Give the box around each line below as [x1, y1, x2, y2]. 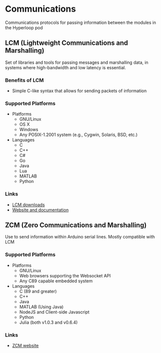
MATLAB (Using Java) [19, 304, 64, 310]
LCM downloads [12, 201, 45, 208]
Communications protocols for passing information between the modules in [5, 20, 157, 25]
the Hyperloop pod [5, 24, 43, 30]
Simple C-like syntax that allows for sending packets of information [12, 88, 147, 94]
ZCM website [12, 343, 39, 349]
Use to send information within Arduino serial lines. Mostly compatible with [5, 234, 155, 240]
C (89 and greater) [19, 288, 57, 294]
